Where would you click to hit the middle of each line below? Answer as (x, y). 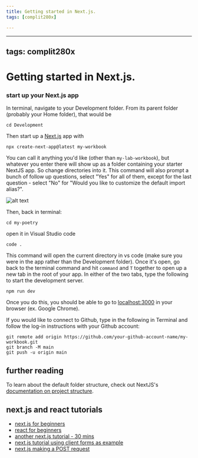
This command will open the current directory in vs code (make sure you (94, 256)
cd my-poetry (22, 223)
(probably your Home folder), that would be (59, 114)
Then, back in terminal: (34, 212)
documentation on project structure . (50, 391)
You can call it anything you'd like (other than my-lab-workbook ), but (88, 158)
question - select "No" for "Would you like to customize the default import (96, 183)
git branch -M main (30, 347)
